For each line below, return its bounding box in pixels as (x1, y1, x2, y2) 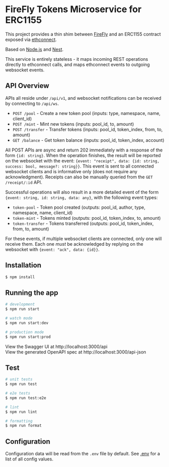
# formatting (5, 418, 33, 423)
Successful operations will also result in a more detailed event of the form (5, 189, 159, 195)
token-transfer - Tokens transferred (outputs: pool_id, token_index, (12, 220, 154, 226)
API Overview (5, 82, 50, 90)
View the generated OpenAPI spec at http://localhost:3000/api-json (5, 348, 147, 355)
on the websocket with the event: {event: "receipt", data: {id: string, (5, 158, 160, 164)
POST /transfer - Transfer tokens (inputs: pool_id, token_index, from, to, (12, 126, 163, 132)
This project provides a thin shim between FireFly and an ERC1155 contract (5, 31, 161, 37)
